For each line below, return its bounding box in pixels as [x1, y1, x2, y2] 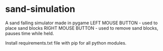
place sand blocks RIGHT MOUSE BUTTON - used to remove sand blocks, [5, 25, 158, 31]
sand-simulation [5, 3, 75, 15]
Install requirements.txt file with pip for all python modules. [5, 40, 127, 46]
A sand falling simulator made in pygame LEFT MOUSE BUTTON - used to [5, 20, 158, 26]
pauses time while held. [5, 30, 54, 36]
